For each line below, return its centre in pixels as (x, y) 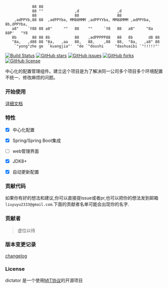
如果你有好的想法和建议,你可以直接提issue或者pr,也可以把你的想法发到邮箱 (82, 198)
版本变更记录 (21, 244)
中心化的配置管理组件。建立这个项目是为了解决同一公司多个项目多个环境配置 (84, 71)
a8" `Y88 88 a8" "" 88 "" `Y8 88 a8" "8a (82, 29)
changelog (16, 256)
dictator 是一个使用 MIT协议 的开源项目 (44, 280)
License (15, 269)
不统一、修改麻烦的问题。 (31, 78)
